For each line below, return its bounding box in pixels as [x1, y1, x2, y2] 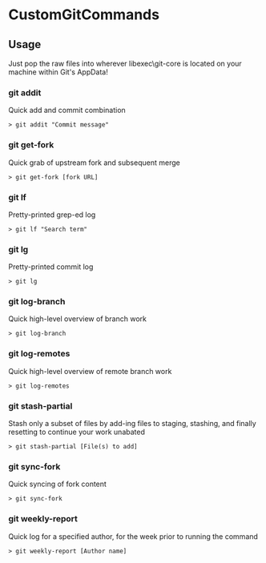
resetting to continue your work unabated [8, 427, 146, 437]
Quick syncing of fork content [8, 479, 107, 489]
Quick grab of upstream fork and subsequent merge [8, 158, 180, 167]
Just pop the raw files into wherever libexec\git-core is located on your [8, 58, 242, 68]
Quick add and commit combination [8, 106, 126, 115]
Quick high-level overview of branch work [8, 314, 147, 324]
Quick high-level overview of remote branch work [8, 366, 172, 376]
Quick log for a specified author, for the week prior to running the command [8, 531, 259, 541]
